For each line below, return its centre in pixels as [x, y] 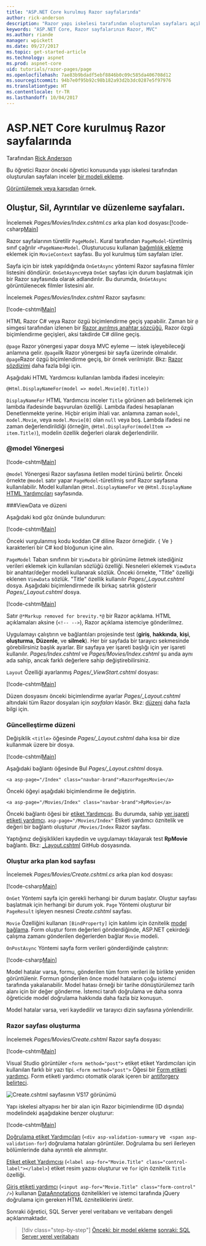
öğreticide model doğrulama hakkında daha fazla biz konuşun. [85, 998]
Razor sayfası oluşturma [44, 1026]
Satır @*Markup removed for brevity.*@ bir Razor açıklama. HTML [89, 616]
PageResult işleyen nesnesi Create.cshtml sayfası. [69, 911]
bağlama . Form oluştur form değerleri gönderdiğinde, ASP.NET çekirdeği [98, 930]
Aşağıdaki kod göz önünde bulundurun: [56, 517]
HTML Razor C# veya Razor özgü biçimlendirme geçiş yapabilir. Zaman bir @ [102, 321]
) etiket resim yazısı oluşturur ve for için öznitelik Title [116, 1168]
